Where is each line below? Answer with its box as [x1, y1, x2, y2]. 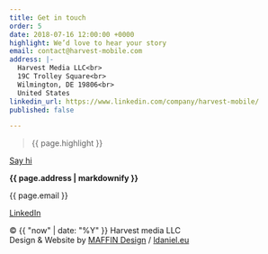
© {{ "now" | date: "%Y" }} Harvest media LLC [9, 225, 182, 236]
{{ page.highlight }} [31, 138, 103, 149]
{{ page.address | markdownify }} [9, 173, 139, 184]
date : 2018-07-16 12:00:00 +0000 [9, 30, 135, 39]
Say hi [9, 155, 33, 167]
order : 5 [9, 22, 42, 31]
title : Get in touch [9, 13, 87, 23]
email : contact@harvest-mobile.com [9, 47, 143, 56]
